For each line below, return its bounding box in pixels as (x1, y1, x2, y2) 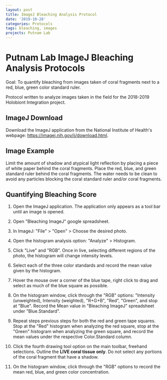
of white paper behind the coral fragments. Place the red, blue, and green (5, 165, 157, 171)
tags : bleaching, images (5, 26, 57, 31)
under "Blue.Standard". (12, 308, 61, 314)
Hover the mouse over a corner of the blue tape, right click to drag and (12, 277, 158, 283)
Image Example (5, 147, 54, 155)
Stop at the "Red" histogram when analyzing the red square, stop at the (12, 323, 160, 329)
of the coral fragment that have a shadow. (12, 354, 99, 360)
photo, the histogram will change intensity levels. (12, 253, 113, 259)
